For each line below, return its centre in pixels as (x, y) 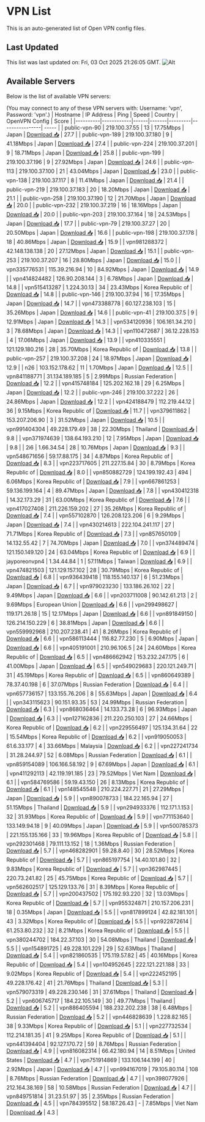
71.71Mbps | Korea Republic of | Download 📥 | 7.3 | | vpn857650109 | (93, 534)
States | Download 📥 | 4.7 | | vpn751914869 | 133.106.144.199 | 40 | (91, 1060)
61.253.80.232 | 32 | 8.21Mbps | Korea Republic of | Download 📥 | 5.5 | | (98, 930)
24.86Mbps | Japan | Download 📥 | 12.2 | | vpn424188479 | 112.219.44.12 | (100, 401)
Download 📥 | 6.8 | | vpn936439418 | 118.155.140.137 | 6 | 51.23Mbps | (95, 577)
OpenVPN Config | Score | (39, 121)
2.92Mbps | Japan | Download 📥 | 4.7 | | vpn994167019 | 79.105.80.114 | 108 (102, 1069)
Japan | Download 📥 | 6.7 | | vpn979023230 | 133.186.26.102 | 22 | (90, 586)
